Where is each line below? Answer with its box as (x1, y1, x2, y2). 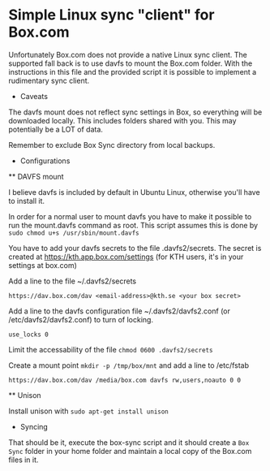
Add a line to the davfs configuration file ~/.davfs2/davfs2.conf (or (8, 306, 231, 316)
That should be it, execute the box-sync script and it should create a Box (8, 437, 250, 447)
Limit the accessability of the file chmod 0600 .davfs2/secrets (8, 344, 213, 354)
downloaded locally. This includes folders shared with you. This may (8, 115, 237, 125)
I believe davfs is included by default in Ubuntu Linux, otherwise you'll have (8, 187, 261, 197)
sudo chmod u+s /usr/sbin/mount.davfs (8, 229, 139, 237)
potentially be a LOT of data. (8, 124, 104, 134)
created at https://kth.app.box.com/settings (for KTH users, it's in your (8, 252, 244, 261)
